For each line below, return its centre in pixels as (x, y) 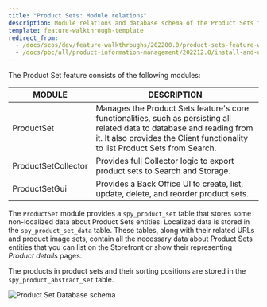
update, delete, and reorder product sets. (172, 194)
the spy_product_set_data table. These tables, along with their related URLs (132, 230)
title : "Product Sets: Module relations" (78, 16)
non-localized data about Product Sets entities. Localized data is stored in (129, 222)
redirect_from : (33, 38)
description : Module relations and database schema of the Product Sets (131, 23)
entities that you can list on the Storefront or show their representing (120, 247)
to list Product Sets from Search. (156, 148)
